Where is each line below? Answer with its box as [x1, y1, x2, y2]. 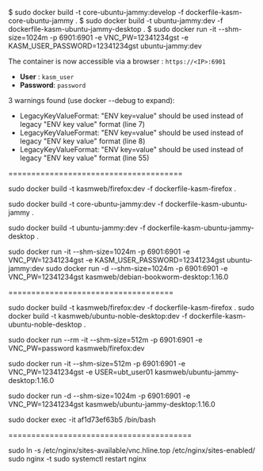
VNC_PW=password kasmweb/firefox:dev [8, 343, 145, 353]
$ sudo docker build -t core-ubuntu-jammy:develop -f [8, 8, 185, 17]
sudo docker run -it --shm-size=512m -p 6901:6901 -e [8, 359, 186, 368]
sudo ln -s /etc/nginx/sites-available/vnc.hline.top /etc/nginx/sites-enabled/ [8, 446, 256, 455]
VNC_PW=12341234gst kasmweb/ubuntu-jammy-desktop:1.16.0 [8, 400, 215, 408]
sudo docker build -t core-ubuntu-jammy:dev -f [8, 199, 164, 209]
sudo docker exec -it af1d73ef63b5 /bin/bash [8, 415, 156, 424]
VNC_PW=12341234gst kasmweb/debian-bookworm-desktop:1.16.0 [8, 272, 229, 281]
